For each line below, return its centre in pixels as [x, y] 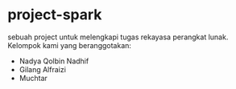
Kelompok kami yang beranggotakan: [70, 45]
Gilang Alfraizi [42, 69]
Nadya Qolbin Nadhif [54, 61]
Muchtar [33, 78]
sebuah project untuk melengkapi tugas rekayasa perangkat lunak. [118, 37]
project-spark [55, 15]
